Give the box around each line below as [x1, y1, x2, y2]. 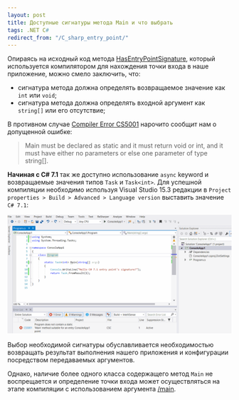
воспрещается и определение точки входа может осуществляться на [7, 377, 221, 386]
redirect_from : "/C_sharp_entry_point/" [7, 34, 129, 41]
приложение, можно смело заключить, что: [7, 70, 141, 78]
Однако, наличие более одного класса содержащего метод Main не [7, 369, 213, 378]
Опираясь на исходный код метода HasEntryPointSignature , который [7, 54, 216, 63]
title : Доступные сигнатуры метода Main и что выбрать [7, 19, 174, 26]
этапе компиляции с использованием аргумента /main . [7, 385, 176, 394]
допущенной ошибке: [7, 128, 73, 136]
